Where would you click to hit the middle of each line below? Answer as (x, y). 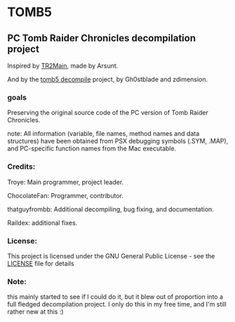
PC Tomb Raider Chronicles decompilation (102, 38)
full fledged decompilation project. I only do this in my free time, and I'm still (117, 304)
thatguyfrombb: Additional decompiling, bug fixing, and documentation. (110, 209)
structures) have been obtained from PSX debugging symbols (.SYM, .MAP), (118, 141)
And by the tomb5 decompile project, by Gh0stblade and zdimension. (108, 79)
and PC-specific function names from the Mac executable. (92, 148)
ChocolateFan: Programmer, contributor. (66, 195)
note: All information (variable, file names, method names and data (103, 134)
